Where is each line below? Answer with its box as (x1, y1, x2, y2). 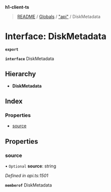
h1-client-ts (5, 4, 29, 10)
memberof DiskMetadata (5, 182, 53, 188)
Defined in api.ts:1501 (5, 173, 49, 179)
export (5, 47, 19, 52)
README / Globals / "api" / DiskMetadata (17, 14, 101, 19)
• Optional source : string (5, 163, 56, 169)
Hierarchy (5, 70, 36, 78)
